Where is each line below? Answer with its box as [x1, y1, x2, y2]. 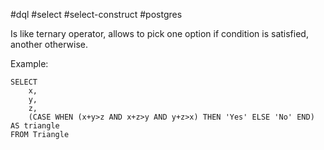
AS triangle [10, 121, 60, 131]
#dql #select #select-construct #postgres [10, 9, 183, 20]
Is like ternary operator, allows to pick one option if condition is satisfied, [10, 28, 309, 39]
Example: [10, 58, 49, 69]
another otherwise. [10, 39, 88, 50]
